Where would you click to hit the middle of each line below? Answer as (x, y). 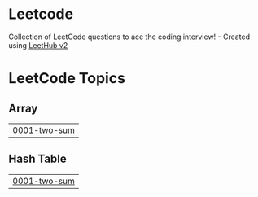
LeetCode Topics (67, 79)
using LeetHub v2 (38, 45)
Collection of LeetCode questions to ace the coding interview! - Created (129, 37)
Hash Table (37, 159)
